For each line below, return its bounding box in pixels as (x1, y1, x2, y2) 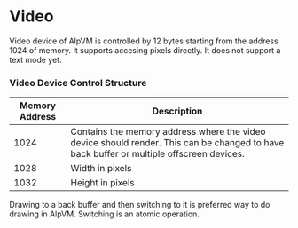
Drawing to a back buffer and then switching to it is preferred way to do (9, 200, 271, 210)
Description (152, 105, 203, 117)
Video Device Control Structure (9, 76, 147, 89)
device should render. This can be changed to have (70, 137, 285, 149)
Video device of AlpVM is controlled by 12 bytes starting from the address (9, 35, 278, 46)
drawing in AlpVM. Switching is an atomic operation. (9, 208, 200, 219)
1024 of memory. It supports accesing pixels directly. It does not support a (9, 44, 281, 55)
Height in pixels (70, 177, 135, 189)
